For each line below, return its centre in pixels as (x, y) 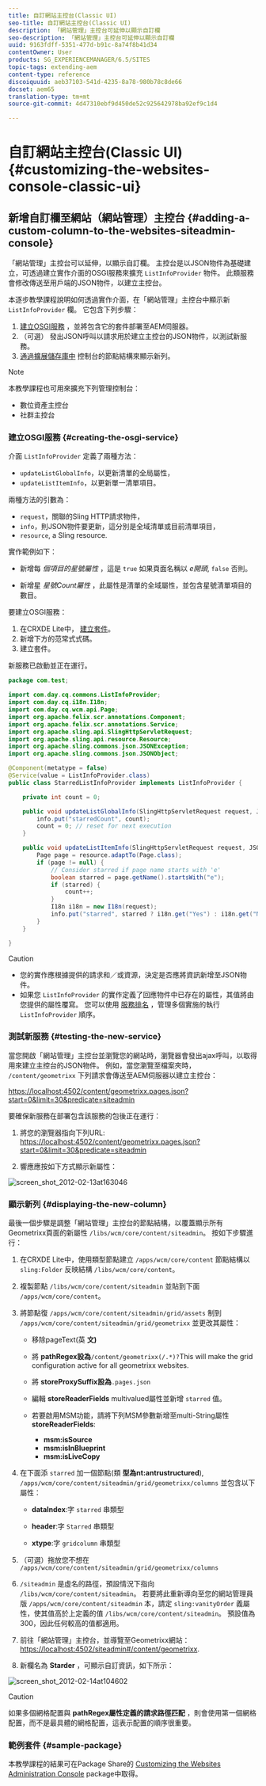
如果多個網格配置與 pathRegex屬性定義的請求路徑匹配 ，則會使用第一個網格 (133, 1713)
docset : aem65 (32, 89)
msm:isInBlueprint (74, 1448)
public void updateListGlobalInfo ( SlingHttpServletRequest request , (138, 811)
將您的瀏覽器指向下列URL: (62, 1133)
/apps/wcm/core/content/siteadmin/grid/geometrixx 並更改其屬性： (130, 1323)
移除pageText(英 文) (64, 1340)
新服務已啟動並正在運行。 (50, 665)
